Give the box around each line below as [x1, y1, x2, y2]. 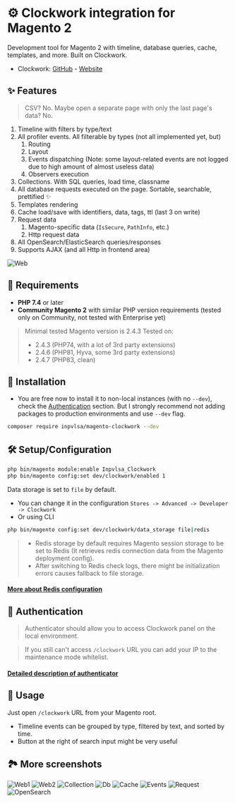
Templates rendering [17, 200, 78, 209]
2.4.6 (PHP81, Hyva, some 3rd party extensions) [35, 348, 176, 356]
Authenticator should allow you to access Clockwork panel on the [24, 624, 216, 633]
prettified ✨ [17, 192, 52, 200]
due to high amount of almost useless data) [28, 162, 155, 171]
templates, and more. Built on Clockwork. [7, 51, 128, 59]
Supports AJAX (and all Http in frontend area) [17, 245, 150, 253]
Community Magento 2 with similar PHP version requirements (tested [17, 306, 221, 314]
